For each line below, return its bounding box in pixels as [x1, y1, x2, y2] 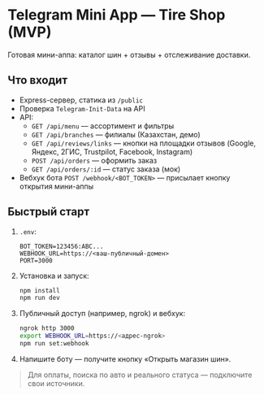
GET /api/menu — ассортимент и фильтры [31, 120, 175, 131]
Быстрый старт [7, 205, 90, 219]
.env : [19, 226, 37, 237]
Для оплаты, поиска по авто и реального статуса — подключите [27, 370, 253, 380]
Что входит [7, 73, 68, 87]
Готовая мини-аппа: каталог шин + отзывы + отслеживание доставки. [7, 50, 251, 59]
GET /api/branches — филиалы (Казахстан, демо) [31, 129, 201, 139]
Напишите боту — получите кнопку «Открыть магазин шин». [19, 354, 232, 363]
